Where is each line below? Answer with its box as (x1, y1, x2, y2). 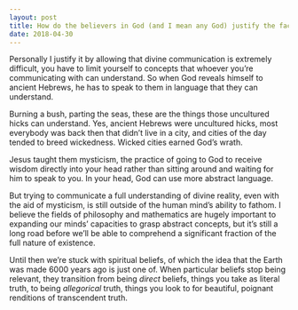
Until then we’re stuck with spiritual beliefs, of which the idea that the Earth (9, 255, 284, 266)
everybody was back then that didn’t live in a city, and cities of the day (9, 128, 268, 139)
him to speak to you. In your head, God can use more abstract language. (9, 173, 274, 184)
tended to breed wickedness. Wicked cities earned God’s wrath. (9, 137, 243, 147)
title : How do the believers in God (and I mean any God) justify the (9, 21, 276, 30)
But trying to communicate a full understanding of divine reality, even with (9, 190, 279, 201)
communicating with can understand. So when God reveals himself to (9, 73, 263, 83)
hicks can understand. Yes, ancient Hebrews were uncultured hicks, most (9, 118, 278, 129)
